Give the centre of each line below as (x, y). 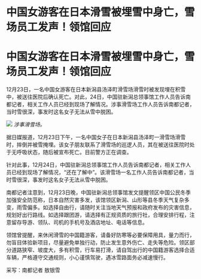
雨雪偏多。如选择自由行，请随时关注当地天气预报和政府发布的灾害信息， (106, 207)
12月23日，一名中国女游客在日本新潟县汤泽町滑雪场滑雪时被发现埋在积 (93, 90)
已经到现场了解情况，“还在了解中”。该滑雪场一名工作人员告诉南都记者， (100, 172)
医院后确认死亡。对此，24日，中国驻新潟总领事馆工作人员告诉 (109, 97)
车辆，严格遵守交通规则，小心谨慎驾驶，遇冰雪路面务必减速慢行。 (87, 257)
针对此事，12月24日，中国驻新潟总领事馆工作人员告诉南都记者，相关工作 (96, 165)
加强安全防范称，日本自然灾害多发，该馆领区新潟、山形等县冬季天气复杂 (95, 200)
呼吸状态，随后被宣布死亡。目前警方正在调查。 (74, 152)
